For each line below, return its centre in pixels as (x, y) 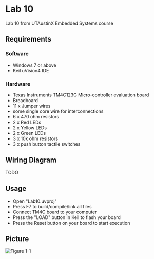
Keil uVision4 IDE (31, 70)
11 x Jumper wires (32, 106)
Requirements (28, 39)
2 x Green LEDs (29, 133)
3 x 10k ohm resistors (35, 138)
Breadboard (25, 100)
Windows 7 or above (34, 65)
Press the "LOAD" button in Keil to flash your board (66, 217)
